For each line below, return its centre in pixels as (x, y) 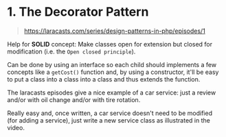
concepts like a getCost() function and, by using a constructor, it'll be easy (113, 72)
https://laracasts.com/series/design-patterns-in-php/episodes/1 (115, 31)
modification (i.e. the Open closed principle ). (71, 51)
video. (16, 127)
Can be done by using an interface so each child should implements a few (112, 64)
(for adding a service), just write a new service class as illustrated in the (109, 120)
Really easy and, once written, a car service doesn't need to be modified (110, 113)
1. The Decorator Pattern (78, 12)
